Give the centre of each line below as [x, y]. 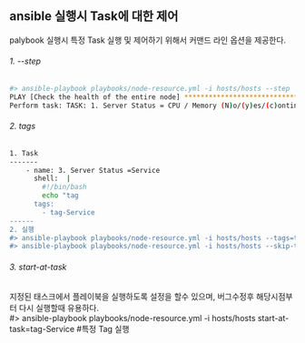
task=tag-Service [42, 328]
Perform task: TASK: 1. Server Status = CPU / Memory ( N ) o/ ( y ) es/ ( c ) [144, 106]
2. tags [23, 126]
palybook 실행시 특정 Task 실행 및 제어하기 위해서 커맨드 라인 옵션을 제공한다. [148, 40]
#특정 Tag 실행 [103, 328]
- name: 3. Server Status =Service [93, 170]
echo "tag [60, 196]
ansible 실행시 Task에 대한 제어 [94, 16]
